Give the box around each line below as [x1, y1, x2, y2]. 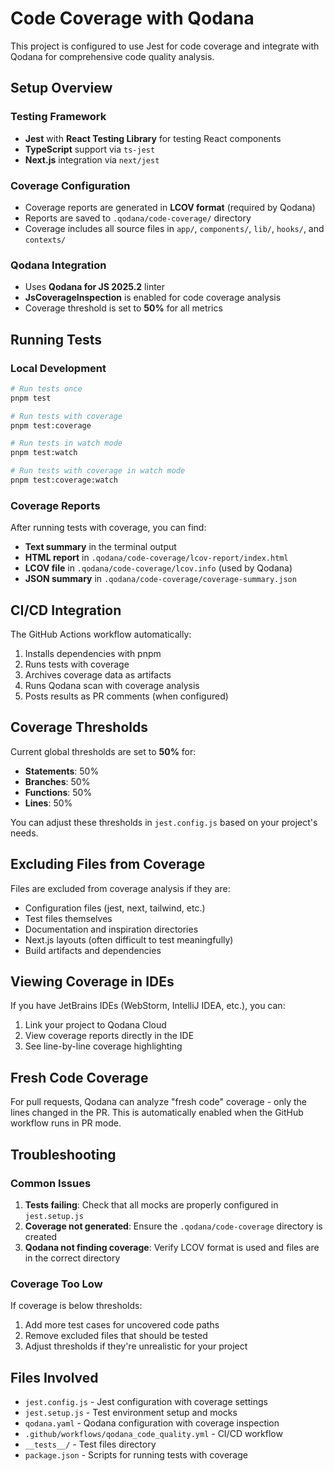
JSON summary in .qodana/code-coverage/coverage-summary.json [24, 573, 297, 585]
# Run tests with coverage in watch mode [10, 466, 186, 476]
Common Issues [10, 1176, 92, 1190]
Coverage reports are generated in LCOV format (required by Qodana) [24, 201, 316, 213]
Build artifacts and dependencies [24, 944, 162, 956]
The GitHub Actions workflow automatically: [10, 628, 192, 641]
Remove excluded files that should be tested [24, 1330, 208, 1342]
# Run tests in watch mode [10, 438, 123, 449]
